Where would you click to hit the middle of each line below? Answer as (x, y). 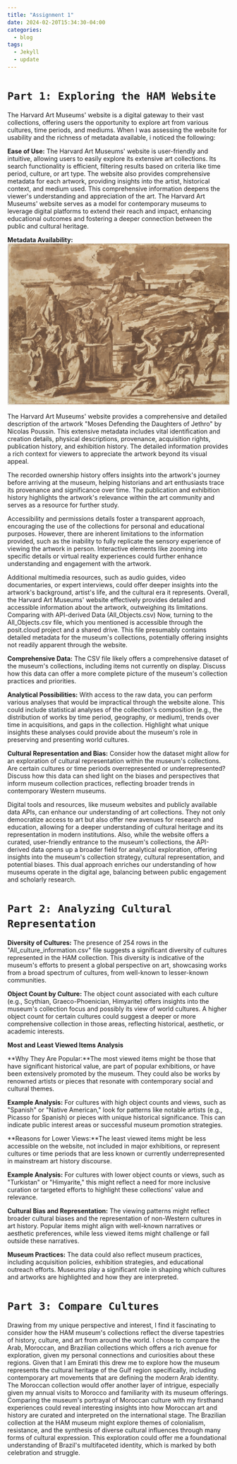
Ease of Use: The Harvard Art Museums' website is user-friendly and (108, 151)
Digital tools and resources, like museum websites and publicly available (112, 804)
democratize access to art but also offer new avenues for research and (110, 820)
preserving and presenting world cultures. (68, 740)
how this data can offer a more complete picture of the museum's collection (117, 673)
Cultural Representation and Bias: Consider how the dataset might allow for (118, 753)
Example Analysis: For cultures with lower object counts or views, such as (116, 1175)
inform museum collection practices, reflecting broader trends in (101, 783)
